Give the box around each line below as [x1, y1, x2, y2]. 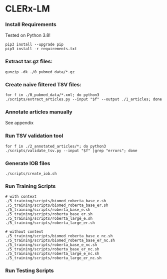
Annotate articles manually [5, 108, 72, 115]
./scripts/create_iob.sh [5, 171, 57, 176]
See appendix [5, 120, 34, 126]
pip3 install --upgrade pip [5, 42, 64, 47]
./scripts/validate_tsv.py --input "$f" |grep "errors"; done [5, 148, 137, 153]
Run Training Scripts [5, 183, 56, 190]
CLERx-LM [5, 3, 50, 15]
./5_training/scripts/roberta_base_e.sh [5, 207, 91, 212]
